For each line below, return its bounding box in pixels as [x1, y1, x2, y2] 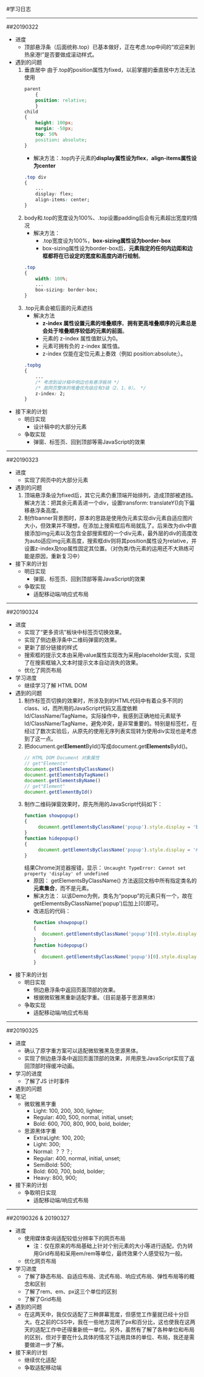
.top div [24, 174, 47, 180]
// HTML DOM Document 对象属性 [24, 755, 100, 761]
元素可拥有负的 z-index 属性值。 [42, 343, 123, 350]
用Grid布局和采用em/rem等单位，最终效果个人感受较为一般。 [33, 1250, 186, 1257]
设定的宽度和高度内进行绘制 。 [69, 252, 144, 259]
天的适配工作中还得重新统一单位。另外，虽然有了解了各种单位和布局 [24, 1326, 195, 1333]
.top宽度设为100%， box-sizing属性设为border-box [42, 237, 171, 244]
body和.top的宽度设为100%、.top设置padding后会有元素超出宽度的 [24, 214, 192, 221]
